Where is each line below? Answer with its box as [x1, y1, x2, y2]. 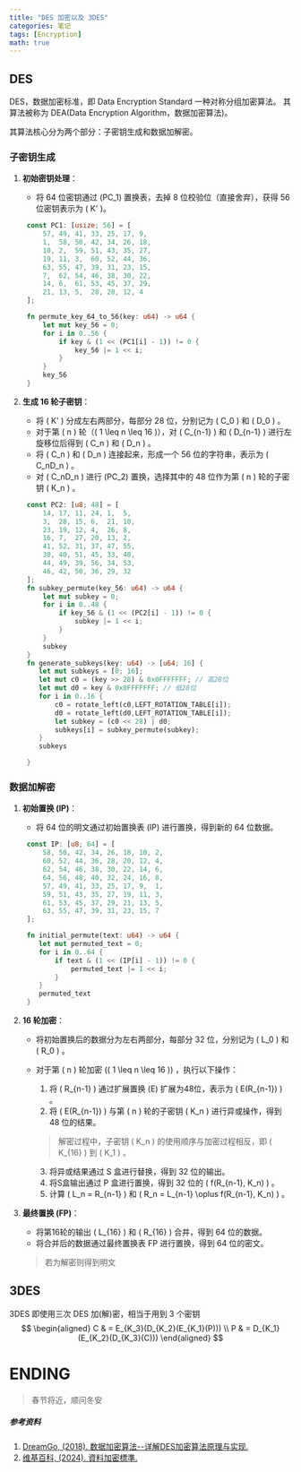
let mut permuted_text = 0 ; [39, 940, 143, 949]
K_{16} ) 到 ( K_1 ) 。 [57, 1148, 132, 1158]
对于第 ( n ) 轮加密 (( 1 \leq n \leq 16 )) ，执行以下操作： [35, 1064, 239, 1075]
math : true [9, 38, 50, 47]
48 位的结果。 [48, 1117, 101, 1128]
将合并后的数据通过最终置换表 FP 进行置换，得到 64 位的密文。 [35, 1238, 269, 1249]
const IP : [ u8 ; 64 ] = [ [26, 839, 116, 849]
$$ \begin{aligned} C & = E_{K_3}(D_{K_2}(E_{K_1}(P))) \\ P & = [21, 1322, 251, 1333]
